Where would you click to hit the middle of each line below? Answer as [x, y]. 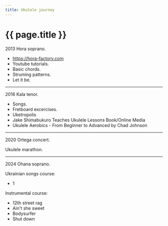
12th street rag [27, 203]
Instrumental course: [26, 193]
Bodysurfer [24, 213]
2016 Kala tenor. [22, 94]
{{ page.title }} [36, 34]
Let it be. [21, 80]
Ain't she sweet [28, 208]
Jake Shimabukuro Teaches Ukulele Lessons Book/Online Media [79, 120]
